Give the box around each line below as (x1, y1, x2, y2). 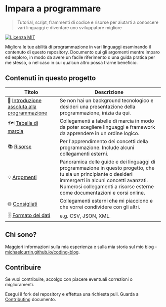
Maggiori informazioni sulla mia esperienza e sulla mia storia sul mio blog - (5, 244, 157, 250)
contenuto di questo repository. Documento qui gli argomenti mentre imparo (5, 49, 160, 55)
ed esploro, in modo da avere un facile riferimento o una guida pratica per (5, 54, 156, 60)
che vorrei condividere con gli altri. (59, 204, 140, 210)
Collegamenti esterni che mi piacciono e (59, 197, 153, 204)
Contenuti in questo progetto (5, 74, 96, 82)
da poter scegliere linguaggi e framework (59, 123, 156, 130)
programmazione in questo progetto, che (59, 164, 155, 171)
